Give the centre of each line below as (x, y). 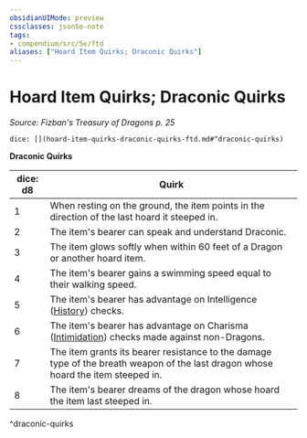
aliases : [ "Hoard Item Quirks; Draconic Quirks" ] (106, 52)
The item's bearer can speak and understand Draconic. (168, 232)
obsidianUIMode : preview (57, 18)
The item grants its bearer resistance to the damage (161, 352)
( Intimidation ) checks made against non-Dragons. (157, 337)
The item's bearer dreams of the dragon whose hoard (165, 390)
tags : (20, 35)
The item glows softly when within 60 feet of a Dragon (166, 247)
